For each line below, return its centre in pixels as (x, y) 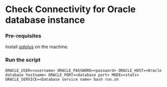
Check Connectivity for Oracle (70, 9)
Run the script (23, 60)
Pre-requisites (23, 36)
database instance (45, 20)
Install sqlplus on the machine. (37, 47)
